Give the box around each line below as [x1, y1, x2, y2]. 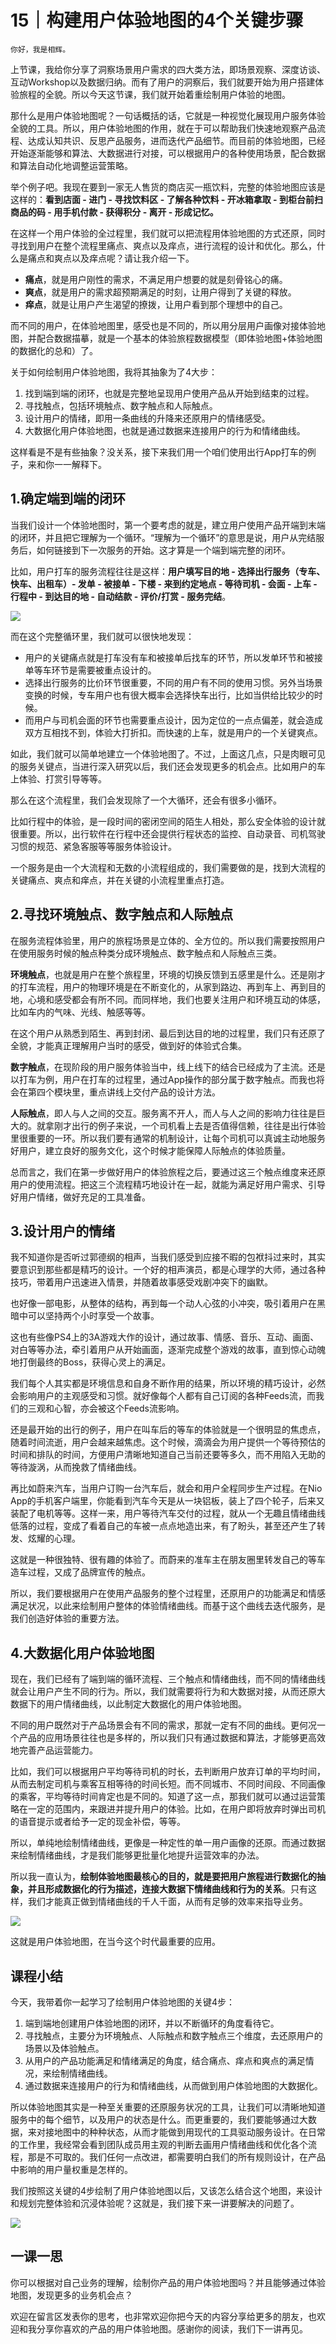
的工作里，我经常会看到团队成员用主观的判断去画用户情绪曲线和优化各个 [10, 2139, 308, 2150]
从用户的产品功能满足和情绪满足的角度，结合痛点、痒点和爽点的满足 [24, 2055, 306, 2066]
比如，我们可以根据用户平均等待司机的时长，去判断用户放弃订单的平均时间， [10, 1766, 326, 1778]
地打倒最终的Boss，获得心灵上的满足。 [10, 1356, 172, 1368]
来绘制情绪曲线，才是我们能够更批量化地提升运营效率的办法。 [10, 1849, 265, 1861]
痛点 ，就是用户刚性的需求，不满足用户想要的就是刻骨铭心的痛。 [24, 273, 288, 285]
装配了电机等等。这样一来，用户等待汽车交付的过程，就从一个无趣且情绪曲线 [10, 1507, 326, 1520]
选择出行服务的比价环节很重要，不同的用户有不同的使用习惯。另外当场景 [24, 676, 323, 688]
